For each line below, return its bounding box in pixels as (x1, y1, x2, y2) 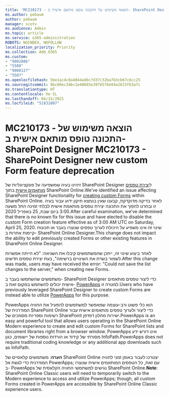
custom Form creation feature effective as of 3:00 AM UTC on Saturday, (5, 219, 154, 225)
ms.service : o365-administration (5, 36, 75, 41)
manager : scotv (5, 21, 37, 27)
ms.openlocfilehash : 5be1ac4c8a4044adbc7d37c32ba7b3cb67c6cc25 (5, 77, 141, 82)
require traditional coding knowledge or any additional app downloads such (5, 339, 162, 345)
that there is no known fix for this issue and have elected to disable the (5, 214, 152, 220)
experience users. (5, 386, 43, 392)
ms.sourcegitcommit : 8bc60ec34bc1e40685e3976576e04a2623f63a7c (5, 82, 141, 87)
